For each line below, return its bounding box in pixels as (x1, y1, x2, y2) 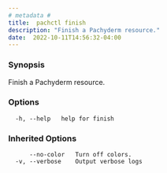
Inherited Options (8, 133, 77, 144)
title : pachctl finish (8, 19, 87, 27)
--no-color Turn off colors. (28, 151, 132, 159)
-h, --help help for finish (15, 115, 114, 123)
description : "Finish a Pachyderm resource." (8, 26, 160, 34)
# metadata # (8, 11, 51, 20)
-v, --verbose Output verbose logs (15, 158, 143, 166)
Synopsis (8, 60, 45, 71)
